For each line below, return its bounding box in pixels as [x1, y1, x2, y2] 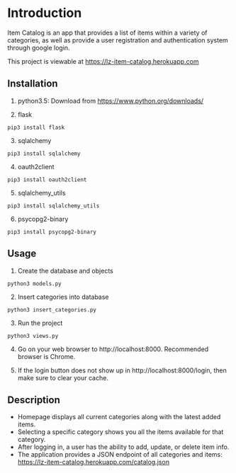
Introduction [7, 5, 82, 21]
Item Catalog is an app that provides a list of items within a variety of [7, 28, 208, 37]
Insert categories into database [17, 292, 109, 301]
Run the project [17, 319, 63, 327]
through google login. [7, 43, 70, 52]
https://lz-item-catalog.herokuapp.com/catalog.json [17, 458, 170, 467]
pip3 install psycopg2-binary [7, 228, 97, 235]
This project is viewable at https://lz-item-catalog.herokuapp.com [7, 57, 199, 65]
